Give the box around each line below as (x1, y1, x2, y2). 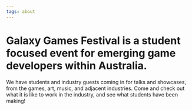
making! (6, 97, 26, 104)
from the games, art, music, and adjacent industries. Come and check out (6, 85, 185, 92)
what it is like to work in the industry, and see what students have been (6, 91, 178, 98)
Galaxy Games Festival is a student (6, 34, 181, 47)
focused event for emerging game (6, 46, 176, 59)
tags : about (6, 8, 35, 15)
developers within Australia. (6, 59, 147, 72)
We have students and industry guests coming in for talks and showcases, (6, 78, 187, 85)
